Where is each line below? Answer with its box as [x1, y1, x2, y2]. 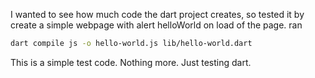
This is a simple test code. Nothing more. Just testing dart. [10, 56, 252, 68]
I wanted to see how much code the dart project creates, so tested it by [10, 9, 305, 20]
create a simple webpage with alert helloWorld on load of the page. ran [10, 19, 303, 31]
